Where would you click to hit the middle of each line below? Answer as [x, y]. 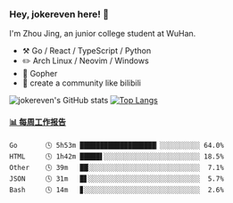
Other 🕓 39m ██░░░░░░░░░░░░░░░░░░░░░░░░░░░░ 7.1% [117, 167]
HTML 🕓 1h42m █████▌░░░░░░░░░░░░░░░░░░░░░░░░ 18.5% [117, 156]
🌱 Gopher [40, 74]
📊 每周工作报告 [38, 122]
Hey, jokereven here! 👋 [59, 14]
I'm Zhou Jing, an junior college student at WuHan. [103, 34]
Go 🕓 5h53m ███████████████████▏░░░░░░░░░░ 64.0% [117, 145]
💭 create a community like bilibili [81, 83]
